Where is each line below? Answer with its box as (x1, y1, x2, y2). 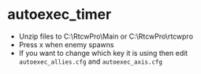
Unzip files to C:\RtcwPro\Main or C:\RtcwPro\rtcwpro (18, 31, 194, 41)
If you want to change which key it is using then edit (18, 48, 188, 57)
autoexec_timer (7, 6, 112, 24)
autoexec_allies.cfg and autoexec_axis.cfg (18, 57, 163, 66)
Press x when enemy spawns (18, 39, 114, 49)
